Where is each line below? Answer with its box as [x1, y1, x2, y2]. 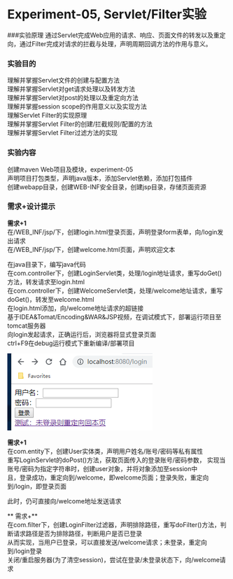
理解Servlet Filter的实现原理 [7, 111, 87, 120]
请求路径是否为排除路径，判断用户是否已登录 [13, 529, 142, 538]
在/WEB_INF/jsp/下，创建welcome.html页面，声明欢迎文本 [7, 245, 176, 253]
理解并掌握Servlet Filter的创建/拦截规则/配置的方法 [7, 120, 153, 128]
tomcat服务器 [7, 321, 46, 330]
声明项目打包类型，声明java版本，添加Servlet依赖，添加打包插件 [7, 174, 193, 182]
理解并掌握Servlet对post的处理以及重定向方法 [7, 94, 139, 102]
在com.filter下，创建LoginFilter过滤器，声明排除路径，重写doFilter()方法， [7, 520, 220, 529]
